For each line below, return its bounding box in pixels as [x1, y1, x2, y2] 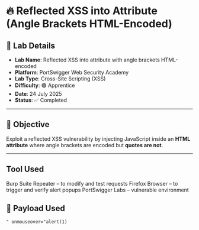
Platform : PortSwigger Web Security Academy [14, 69, 129, 76]
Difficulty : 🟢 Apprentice [14, 82, 75, 89]
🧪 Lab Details [6, 40, 55, 51]
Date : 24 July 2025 [14, 90, 62, 97]
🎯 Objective [6, 119, 50, 129]
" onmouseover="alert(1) [6, 219, 68, 225]
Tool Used [6, 164, 44, 174]
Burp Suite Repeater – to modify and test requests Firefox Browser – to [6, 180, 178, 187]
